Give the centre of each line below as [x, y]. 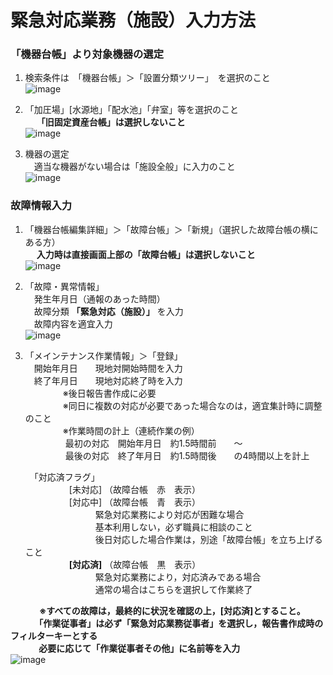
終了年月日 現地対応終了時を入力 [108, 380]
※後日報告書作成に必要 [109, 393]
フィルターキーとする [54, 635]
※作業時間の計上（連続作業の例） [131, 430]
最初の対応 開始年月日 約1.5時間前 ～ [153, 443]
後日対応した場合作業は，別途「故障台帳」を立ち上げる [208, 539]
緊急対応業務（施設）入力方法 [133, 20]
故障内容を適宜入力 [73, 323]
